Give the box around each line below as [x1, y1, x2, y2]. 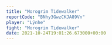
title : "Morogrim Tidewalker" [6, 8, 80, 15]
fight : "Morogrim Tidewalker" [6, 25, 80, 31]
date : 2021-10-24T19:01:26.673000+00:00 [6, 30, 107, 36]
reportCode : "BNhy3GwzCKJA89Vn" [6, 14, 85, 20]
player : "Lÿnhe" [6, 19, 46, 25]
